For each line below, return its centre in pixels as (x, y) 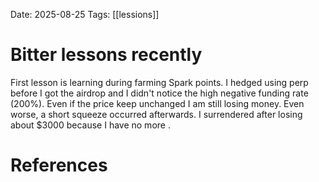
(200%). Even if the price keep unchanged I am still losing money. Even (157, 103)
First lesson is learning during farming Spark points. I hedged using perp (159, 82)
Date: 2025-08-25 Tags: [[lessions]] (85, 14)
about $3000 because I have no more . (90, 125)
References (59, 165)
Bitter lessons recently (106, 55)
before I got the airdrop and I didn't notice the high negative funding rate (159, 93)
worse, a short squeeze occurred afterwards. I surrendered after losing (156, 114)
